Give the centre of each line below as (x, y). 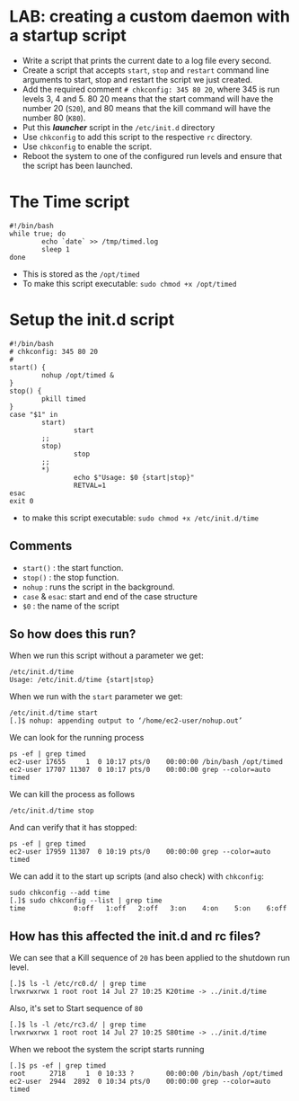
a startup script (68, 36)
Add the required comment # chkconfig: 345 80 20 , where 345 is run (151, 89)
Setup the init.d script (92, 320)
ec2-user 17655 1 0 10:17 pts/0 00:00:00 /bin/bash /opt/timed (146, 762)
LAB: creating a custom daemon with (149, 17)
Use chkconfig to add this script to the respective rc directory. (137, 137)
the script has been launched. (77, 165)
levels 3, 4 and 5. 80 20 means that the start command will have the (148, 98)
